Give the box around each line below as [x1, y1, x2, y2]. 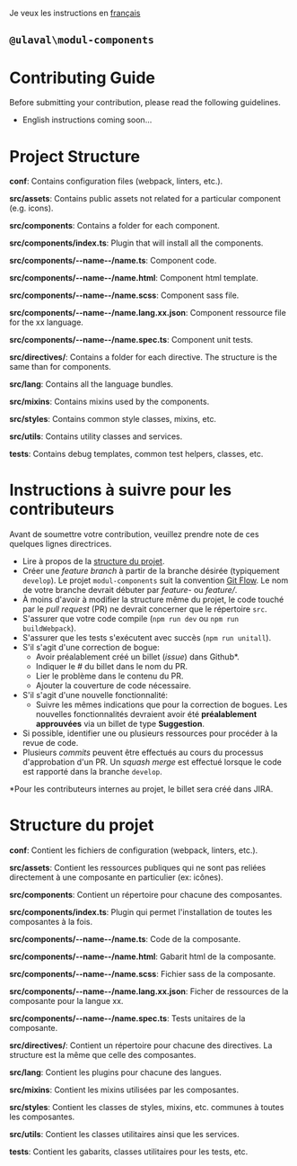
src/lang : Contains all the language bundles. [9, 379, 173, 390]
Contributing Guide [9, 67, 155, 88]
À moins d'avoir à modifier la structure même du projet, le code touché [22, 594, 284, 605]
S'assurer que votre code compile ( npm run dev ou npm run [22, 614, 240, 624]
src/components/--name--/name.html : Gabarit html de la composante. [9, 951, 276, 962]
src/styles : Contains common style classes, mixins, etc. [9, 414, 217, 425]
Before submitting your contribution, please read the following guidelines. [9, 97, 281, 108]
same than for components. [9, 362, 112, 372]
